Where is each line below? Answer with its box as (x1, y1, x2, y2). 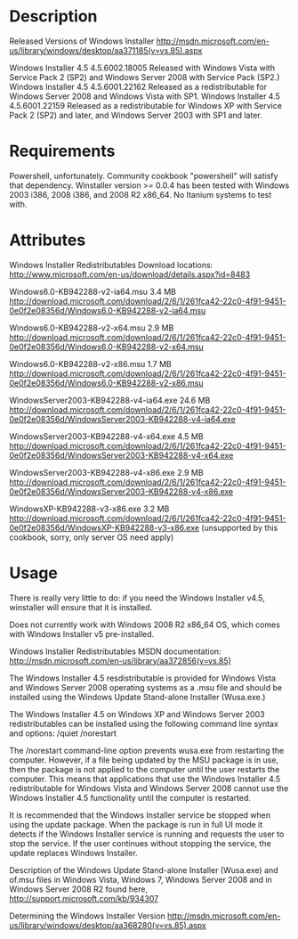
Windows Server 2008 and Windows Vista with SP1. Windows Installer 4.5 (9, 91, 280, 102)
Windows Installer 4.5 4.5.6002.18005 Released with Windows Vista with (9, 62, 276, 73)
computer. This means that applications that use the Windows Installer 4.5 (9, 773, 281, 784)
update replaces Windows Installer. (9, 847, 138, 858)
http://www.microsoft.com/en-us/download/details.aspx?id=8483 (9, 269, 251, 280)
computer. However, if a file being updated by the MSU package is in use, (9, 755, 278, 765)
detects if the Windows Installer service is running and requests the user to (9, 829, 285, 839)
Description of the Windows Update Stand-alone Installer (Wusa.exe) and (9, 864, 278, 875)
